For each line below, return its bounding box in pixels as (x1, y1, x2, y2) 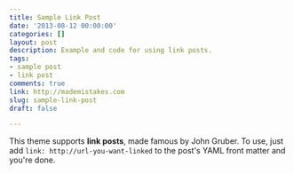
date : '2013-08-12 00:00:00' (9, 21, 117, 30)
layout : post (9, 37, 58, 47)
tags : (9, 54, 29, 63)
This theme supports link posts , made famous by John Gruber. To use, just (9, 136, 284, 146)
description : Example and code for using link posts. (9, 46, 213, 55)
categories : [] (9, 29, 66, 38)
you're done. (9, 154, 56, 165)
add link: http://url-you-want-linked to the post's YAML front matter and (9, 146, 286, 156)
